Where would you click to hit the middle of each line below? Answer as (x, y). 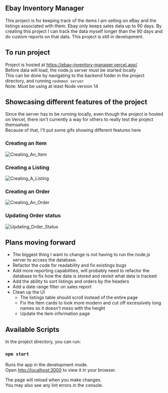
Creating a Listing (27, 167)
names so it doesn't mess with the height (63, 308)
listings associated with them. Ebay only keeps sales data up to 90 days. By (83, 26)
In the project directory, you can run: (43, 342)
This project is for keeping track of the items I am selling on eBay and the (81, 20)
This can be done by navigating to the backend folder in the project (75, 75)
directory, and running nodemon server (45, 81)
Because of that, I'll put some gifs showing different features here (73, 130)
